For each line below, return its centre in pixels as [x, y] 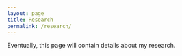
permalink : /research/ [39, 26]
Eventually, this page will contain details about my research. [91, 46]
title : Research [30, 20]
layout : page [26, 13]
